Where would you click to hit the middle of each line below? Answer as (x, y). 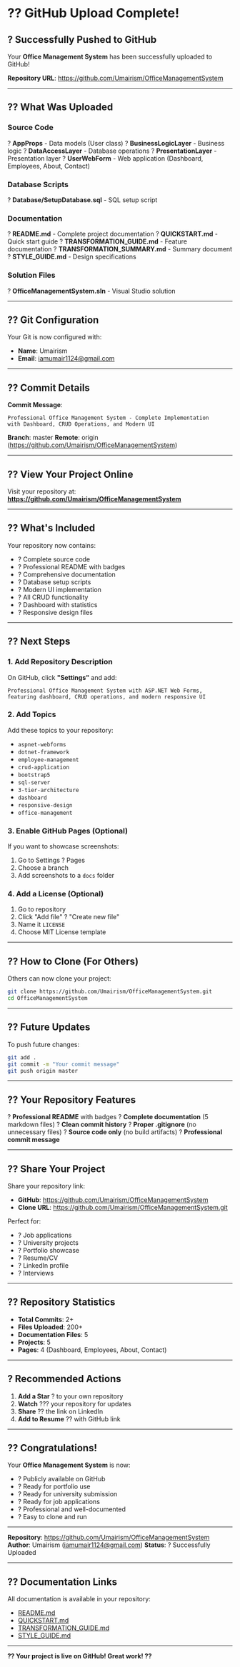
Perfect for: (24, 1221)
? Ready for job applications (59, 1502)
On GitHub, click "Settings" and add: (62, 677)
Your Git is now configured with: (55, 337)
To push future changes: (44, 1044)
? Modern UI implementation (60, 589)
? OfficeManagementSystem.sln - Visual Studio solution (92, 291)
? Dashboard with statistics (57, 604)
